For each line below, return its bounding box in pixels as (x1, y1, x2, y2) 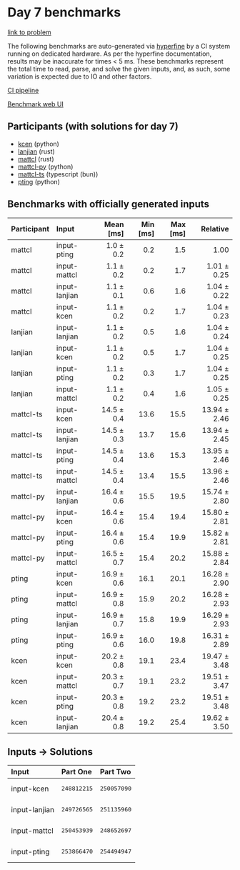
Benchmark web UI (7, 99, 64, 108)
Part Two (99, 767, 131, 777)
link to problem (7, 28, 51, 36)
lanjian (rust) (17, 147, 55, 156)
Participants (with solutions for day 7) (7, 121, 179, 133)
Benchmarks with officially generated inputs (7, 198, 209, 211)
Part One (61, 767, 92, 777)
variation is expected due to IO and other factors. (7, 72, 152, 81)
